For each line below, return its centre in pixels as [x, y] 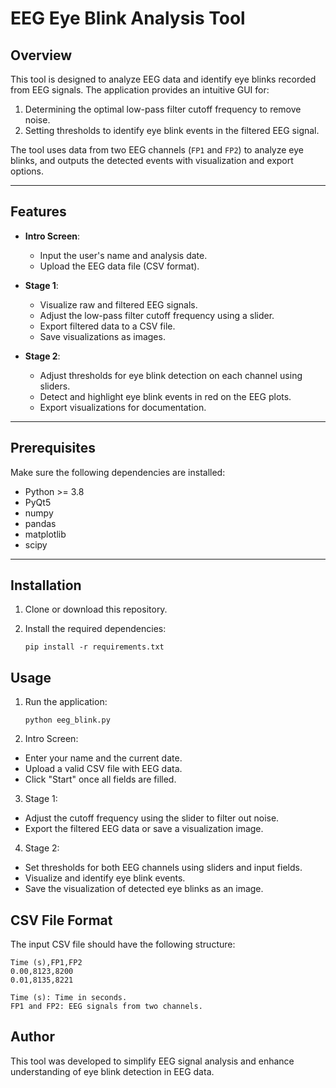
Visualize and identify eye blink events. [105, 878]
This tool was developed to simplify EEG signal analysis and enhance [152, 1061]
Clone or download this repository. [96, 609]
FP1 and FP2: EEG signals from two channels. [106, 1007]
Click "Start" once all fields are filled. [100, 779]
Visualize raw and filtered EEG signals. [118, 304]
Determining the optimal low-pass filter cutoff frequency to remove [163, 109]
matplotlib [45, 534]
